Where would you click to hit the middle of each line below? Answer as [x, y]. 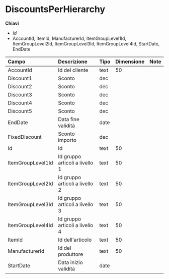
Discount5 [20, 111]
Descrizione [73, 62]
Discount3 [20, 94]
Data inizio [70, 262]
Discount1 [20, 78]
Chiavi [12, 23]
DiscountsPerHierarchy [55, 9]
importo [67, 140]
